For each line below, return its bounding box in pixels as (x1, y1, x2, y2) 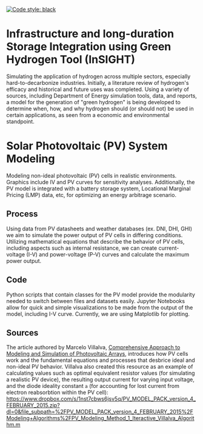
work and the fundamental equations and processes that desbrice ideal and (6, 356, 195, 364)
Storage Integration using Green (6, 40, 171, 54)
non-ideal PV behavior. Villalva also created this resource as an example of (6, 363, 193, 370)
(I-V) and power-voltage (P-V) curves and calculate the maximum (26, 250, 190, 258)
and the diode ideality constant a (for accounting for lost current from (6, 382, 180, 390)
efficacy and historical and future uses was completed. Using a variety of (6, 85, 190, 93)
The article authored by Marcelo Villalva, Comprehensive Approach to (6, 344, 181, 351)
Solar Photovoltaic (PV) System (6, 139, 168, 153)
